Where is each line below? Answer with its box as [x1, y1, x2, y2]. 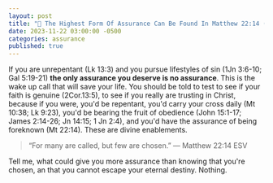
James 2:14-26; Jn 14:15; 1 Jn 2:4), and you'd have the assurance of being [8, 116, 258, 126]
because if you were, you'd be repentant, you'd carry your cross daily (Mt [8, 99, 256, 109]
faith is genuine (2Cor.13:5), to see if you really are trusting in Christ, [8, 90, 236, 100]
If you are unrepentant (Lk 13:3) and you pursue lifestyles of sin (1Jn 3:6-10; [8, 64, 262, 74]
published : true [8, 42, 63, 50]
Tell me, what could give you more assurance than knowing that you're [8, 156, 245, 167]
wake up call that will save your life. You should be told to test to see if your [8, 82, 261, 92]
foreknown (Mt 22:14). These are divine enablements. [8, 125, 188, 135]
